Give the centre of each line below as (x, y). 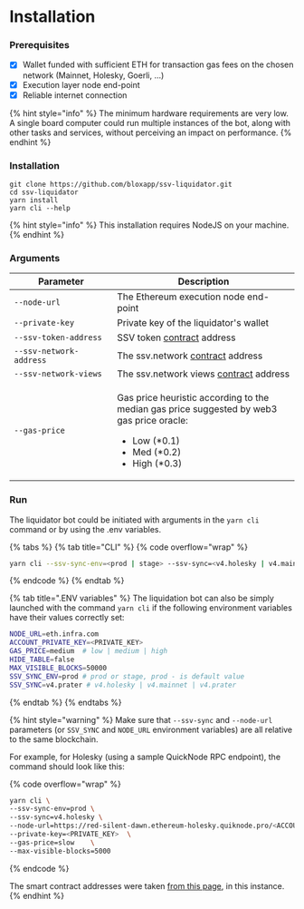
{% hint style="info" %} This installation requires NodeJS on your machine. (149, 225)
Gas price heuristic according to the (193, 398)
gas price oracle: (152, 421)
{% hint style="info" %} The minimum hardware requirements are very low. (149, 113)
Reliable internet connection (75, 95)
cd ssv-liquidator (44, 192)
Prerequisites (39, 45)
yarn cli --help (40, 208)
